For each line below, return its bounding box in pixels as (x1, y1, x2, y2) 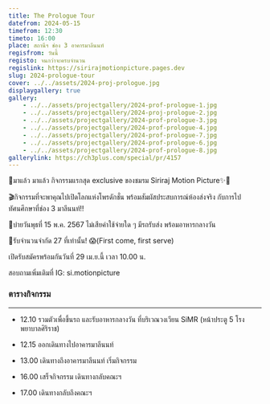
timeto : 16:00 (8, 34, 56, 43)
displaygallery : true (8, 86, 81, 95)
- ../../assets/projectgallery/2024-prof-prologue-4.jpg (22, 124, 218, 132)
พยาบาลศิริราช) (19, 323, 60, 333)
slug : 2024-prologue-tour (8, 71, 95, 80)
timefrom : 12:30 (8, 27, 63, 35)
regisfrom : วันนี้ (8, 49, 59, 57)
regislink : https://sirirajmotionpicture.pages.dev (8, 64, 185, 72)
